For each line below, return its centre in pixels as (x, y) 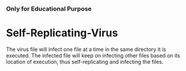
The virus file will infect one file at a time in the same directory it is (86, 49)
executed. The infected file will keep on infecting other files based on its (93, 55)
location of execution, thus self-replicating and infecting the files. (85, 62)
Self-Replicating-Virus (62, 33)
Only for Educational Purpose (49, 9)
